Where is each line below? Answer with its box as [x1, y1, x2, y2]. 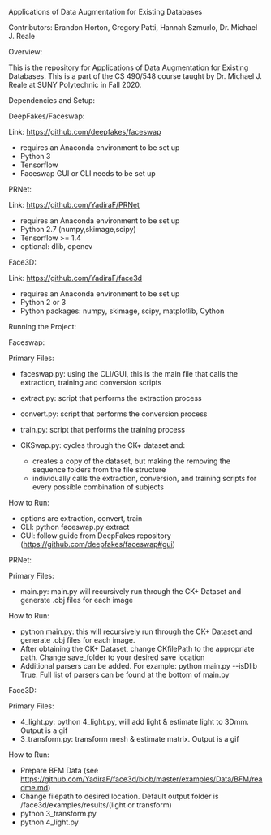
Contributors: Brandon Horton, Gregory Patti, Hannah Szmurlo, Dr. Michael [8, 23, 258, 32]
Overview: [8, 47, 43, 56]
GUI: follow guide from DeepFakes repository [19, 531, 172, 540]
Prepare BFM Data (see [19, 766, 99, 775]
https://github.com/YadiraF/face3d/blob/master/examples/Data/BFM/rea [19, 774, 263, 784]
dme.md [19, 783, 49, 792]
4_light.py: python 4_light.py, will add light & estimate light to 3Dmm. [19, 717, 249, 726]
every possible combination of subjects [32, 482, 165, 492]
